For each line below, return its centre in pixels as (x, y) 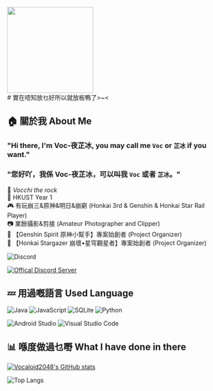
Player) (17, 215)
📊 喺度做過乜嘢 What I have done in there (97, 347)
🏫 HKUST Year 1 (30, 197)
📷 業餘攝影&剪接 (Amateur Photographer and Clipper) (83, 223)
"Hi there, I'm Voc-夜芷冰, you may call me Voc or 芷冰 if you (107, 146)
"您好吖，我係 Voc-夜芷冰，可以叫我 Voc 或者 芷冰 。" (94, 174)
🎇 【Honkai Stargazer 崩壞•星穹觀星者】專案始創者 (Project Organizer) (107, 243)
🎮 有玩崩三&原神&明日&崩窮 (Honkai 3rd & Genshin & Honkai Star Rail (106, 205)
